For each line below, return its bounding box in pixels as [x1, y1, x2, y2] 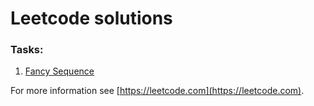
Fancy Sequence [24, 65, 95, 77]
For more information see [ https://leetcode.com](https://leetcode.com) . [10, 85, 305, 97]
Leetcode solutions [10, 7, 173, 30]
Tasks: [10, 43, 44, 57]
